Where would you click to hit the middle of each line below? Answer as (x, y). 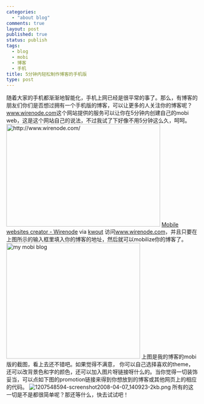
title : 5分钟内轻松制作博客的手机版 (46, 74)
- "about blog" (31, 18)
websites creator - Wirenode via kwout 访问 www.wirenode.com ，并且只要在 (102, 232)
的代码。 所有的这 (100, 387)
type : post (20, 80)
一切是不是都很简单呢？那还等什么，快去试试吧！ (67, 395)
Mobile (170, 225)
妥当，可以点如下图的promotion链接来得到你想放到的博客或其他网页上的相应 (102, 380)
